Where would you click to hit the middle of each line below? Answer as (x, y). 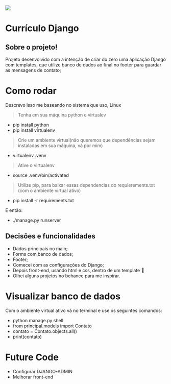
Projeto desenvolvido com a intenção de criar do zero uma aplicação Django (86, 59)
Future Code (32, 357)
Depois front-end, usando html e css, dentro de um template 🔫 (78, 270)
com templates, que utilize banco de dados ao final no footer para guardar (83, 65)
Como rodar (31, 91)
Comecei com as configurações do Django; (58, 265)
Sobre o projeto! (31, 47)
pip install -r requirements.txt (43, 200)
